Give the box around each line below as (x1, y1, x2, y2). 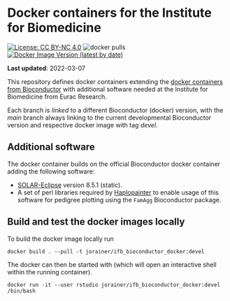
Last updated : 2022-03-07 (7, 64, 86, 72)
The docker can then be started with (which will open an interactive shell (7, 260, 217, 269)
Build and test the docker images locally (7, 216, 185, 228)
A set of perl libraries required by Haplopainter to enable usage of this (17, 188, 219, 197)
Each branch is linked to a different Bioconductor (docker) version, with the (7, 106, 224, 114)
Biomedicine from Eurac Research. (7, 92, 107, 101)
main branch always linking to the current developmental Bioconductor (7, 113, 212, 122)
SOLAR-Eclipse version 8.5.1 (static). (17, 181, 122, 189)
